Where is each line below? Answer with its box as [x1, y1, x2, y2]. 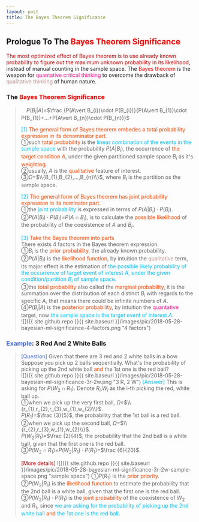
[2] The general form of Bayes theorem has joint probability [20, 193, 168, 200]
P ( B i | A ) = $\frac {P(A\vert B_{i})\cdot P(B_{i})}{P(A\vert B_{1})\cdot [26, 106, 187, 115]
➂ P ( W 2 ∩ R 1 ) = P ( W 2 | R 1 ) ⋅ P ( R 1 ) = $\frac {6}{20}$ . [20, 446, 141, 455]
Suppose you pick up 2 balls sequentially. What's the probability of [20, 359, 186, 367]
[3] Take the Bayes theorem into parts [20, 235, 114, 242]
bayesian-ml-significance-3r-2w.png [20, 379, 112, 386]
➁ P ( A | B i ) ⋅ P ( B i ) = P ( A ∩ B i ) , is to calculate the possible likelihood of [20, 214, 187, 222]
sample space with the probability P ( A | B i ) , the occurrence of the [20, 145, 180, 154]
